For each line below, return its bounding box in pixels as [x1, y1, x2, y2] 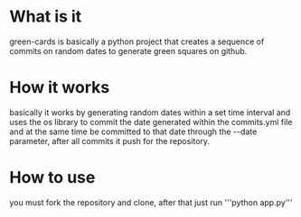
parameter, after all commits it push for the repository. [9, 135, 211, 146]
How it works [9, 77, 110, 98]
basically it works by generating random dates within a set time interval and [9, 106, 291, 118]
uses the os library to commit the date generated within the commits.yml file [9, 116, 293, 127]
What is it [9, 6, 82, 27]
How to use [9, 167, 96, 188]
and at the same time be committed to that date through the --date [9, 126, 258, 137]
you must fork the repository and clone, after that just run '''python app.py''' [9, 196, 293, 208]
